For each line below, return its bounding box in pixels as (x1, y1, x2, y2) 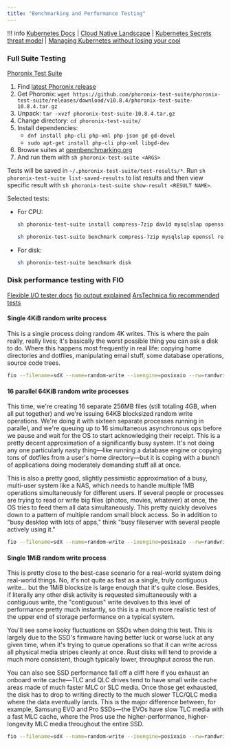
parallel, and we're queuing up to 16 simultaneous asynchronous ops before (7, 424, 222, 432)
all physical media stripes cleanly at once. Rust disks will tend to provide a (7, 648, 217, 656)
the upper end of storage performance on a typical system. (7, 613, 175, 621)
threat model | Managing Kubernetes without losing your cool (7, 36, 181, 45)
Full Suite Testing (7, 53, 67, 63)
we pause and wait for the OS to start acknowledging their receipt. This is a (7, 432, 221, 440)
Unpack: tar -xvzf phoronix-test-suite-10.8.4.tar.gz (16, 109, 175, 117)
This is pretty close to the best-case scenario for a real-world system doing (7, 569, 221, 577)
